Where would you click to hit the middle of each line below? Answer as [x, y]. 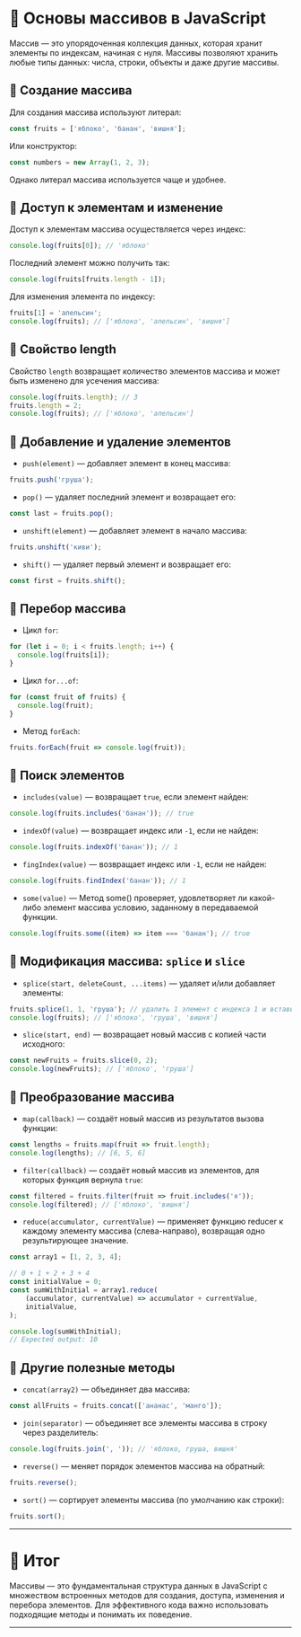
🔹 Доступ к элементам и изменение [116, 207]
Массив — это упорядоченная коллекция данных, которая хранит [136, 43]
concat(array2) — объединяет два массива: [106, 1389]
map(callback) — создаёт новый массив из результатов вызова [143, 1119]
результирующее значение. [75, 1241]
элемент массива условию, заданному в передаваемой [151, 907]
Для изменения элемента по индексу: [82, 296]
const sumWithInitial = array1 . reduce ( [84, 1290]
